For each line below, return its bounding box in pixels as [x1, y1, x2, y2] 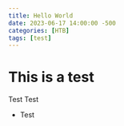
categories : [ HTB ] [8, 26, 70, 34]
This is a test [8, 69, 94, 86]
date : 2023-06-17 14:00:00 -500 [8, 19, 116, 27]
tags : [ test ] [8, 33, 52, 42]
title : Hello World [8, 11, 74, 20]
